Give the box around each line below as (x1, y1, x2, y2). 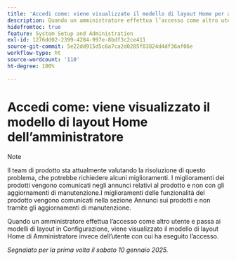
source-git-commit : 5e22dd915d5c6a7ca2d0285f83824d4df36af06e (7, 43, 193, 50)
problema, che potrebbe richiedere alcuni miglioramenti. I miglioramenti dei (7, 173, 225, 182)
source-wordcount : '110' (7, 56, 80, 63)
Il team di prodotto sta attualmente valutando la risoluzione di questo (7, 166, 206, 174)
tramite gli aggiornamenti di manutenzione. (7, 203, 131, 212)
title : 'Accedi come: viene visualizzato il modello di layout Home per (7, 10, 225, 18)
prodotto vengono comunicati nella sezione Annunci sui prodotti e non (7, 196, 211, 204)
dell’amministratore (7, 129, 124, 145)
